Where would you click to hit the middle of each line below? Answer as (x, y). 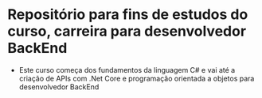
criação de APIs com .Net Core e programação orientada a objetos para (137, 78)
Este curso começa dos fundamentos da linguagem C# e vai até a (127, 70)
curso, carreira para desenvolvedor (127, 31)
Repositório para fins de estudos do (128, 15)
